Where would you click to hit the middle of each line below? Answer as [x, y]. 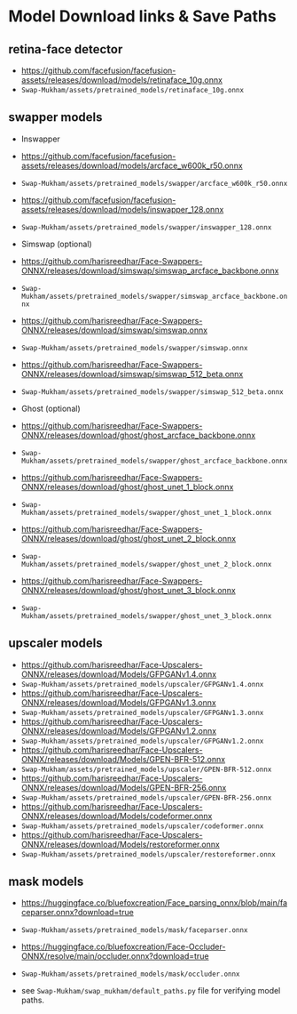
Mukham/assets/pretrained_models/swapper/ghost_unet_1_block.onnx [146, 512]
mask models [46, 882]
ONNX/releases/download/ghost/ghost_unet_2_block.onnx [129, 538]
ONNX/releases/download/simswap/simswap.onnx [114, 330]
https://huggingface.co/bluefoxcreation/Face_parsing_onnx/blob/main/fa [154, 903]
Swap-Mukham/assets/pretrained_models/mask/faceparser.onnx [134, 930]
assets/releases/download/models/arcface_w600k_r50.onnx [132, 165]
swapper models [55, 117]
